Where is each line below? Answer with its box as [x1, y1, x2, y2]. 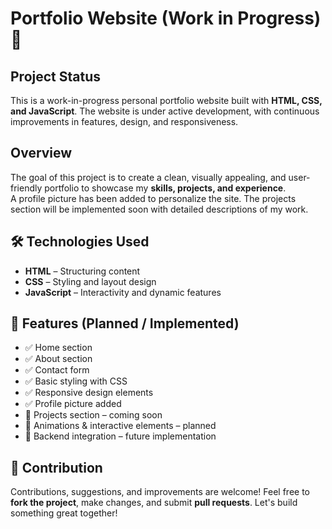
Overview [10, 145, 73, 162]
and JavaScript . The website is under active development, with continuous [10, 105, 320, 117]
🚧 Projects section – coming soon [24, 409, 163, 421]
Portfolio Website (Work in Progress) [10, 7, 322, 30]
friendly [10, 182, 43, 194]
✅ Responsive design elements [24, 387, 154, 399]
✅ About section [24, 353, 93, 365]
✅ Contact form [24, 364, 90, 376]
